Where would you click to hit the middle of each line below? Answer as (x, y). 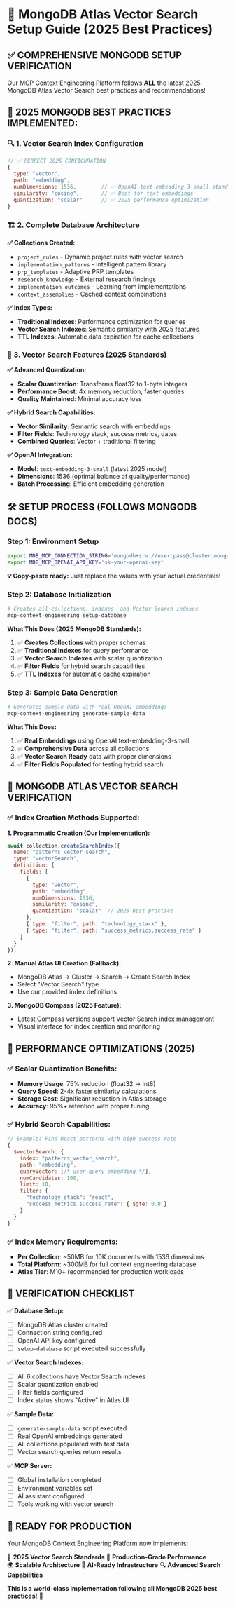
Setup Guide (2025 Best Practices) (110, 29)
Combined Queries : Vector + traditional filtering (86, 442)
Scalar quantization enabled (58, 1385)
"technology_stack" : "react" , (70, 1198)
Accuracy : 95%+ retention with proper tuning (83, 1106)
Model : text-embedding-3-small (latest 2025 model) (92, 469)
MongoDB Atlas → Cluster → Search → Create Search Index (104, 977)
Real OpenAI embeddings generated (70, 1436)
